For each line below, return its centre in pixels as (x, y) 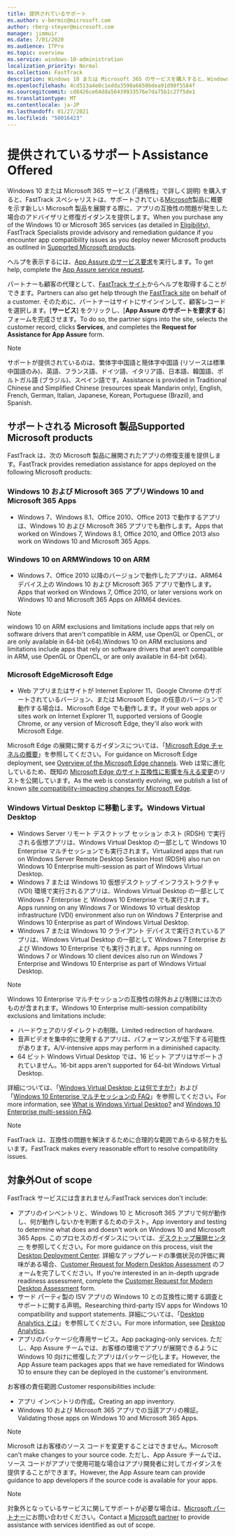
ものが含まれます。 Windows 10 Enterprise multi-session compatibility (107, 1007)
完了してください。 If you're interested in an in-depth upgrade (130, 1273)
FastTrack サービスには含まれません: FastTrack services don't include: (108, 1198)
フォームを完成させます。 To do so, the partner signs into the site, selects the (117, 319)
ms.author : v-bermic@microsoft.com (59, 20)
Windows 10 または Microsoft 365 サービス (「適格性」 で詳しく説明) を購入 (114, 191)
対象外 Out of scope (50, 1180)
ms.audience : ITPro (36, 46)
